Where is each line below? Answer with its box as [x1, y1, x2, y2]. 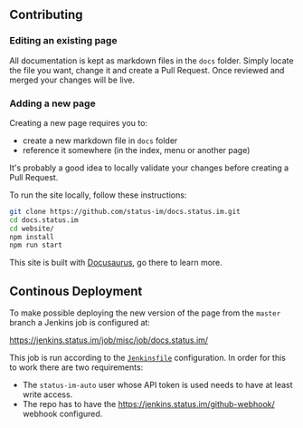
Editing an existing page [9, 34, 118, 47]
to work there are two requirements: [9, 362, 144, 373]
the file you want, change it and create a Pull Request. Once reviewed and [9, 64, 285, 75]
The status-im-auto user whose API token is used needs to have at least [22, 380, 293, 391]
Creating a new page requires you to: [9, 117, 147, 128]
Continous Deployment [9, 283, 143, 298]
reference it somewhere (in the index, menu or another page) [22, 144, 251, 155]
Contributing [9, 7, 83, 23]
